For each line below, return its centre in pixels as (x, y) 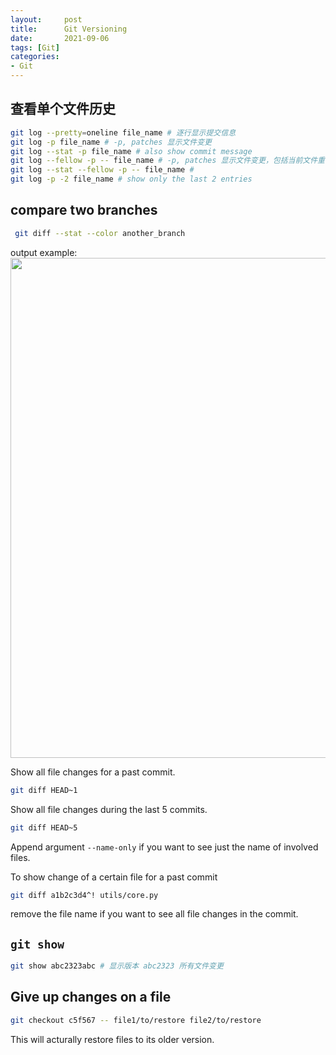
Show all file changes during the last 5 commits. (109, 809)
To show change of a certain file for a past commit (114, 877)
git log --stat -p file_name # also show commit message (131, 151)
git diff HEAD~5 (44, 827)
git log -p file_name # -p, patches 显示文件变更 (111, 142)
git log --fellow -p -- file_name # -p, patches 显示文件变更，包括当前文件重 (168, 161)
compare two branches (84, 210)
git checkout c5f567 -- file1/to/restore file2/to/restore (136, 1020)
